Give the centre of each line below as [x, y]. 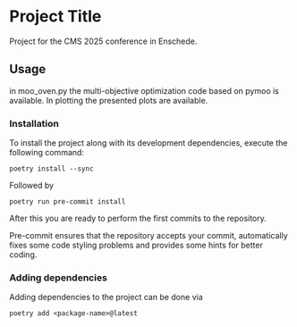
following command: [47, 153]
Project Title [55, 17]
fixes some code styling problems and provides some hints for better [136, 245]
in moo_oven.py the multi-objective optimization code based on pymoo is [144, 90]
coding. [23, 255]
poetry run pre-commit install [68, 202]
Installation [34, 123]
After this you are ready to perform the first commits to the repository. [138, 218]
